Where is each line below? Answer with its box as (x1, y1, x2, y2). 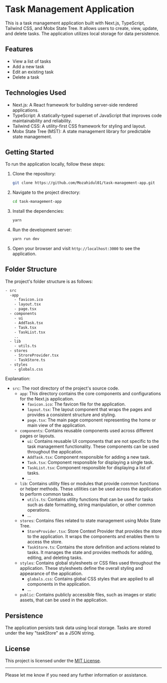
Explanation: (5, 376, 31, 382)
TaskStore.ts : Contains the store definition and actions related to (27, 544, 161, 550)
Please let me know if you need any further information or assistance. (5, 672, 148, 678)
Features (5, 45, 33, 53)
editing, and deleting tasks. (27, 554, 83, 561)
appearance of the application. (19, 570, 83, 576)
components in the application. (27, 581, 91, 587)
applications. (12, 107, 39, 113)
